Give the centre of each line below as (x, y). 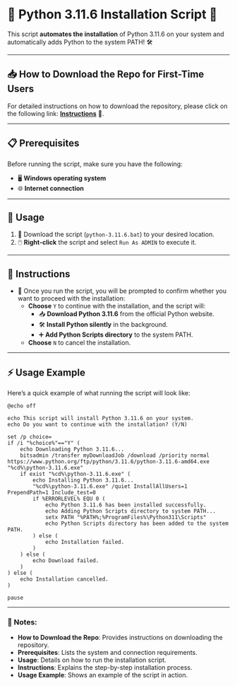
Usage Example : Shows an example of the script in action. (103, 675)
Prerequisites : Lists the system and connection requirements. (107, 653)
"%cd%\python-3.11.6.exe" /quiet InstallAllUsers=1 (110, 487)
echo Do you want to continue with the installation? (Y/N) (98, 424)
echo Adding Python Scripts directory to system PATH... (130, 511)
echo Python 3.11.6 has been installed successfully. (126, 505)
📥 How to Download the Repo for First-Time (106, 75)
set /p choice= (30, 437)
